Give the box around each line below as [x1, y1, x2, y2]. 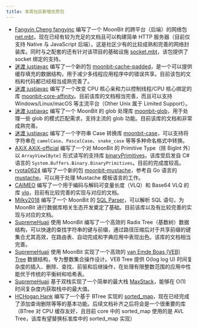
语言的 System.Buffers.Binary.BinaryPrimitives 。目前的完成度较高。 [14, 159, 184, 166]
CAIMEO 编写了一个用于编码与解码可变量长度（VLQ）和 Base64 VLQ [14, 181, 183, 189]
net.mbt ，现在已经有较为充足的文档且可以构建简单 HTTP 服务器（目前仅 [14, 33, 190, 40]
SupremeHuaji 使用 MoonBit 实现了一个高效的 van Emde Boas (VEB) [14, 248, 180, 255]
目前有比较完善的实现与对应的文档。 [34, 189, 122, 196]
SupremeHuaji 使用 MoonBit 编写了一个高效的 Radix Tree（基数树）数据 [14, 218, 190, 225]
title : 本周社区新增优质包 [6, 8, 65, 15]
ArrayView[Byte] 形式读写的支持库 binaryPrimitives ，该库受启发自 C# [21, 152, 190, 159]
